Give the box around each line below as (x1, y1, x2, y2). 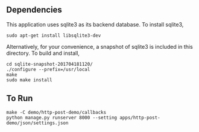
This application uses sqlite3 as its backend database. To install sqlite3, (6, 20, 184, 28)
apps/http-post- (119, 115, 161, 121)
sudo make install (6, 77, 52, 83)
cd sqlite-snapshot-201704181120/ (6, 61, 93, 67)
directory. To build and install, (6, 49, 80, 57)
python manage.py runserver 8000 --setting (6, 115, 118, 121)
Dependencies (6, 5, 62, 15)
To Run (6, 93, 33, 104)
